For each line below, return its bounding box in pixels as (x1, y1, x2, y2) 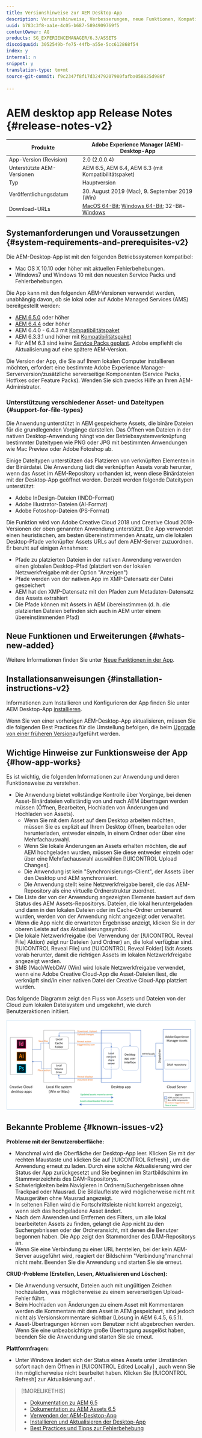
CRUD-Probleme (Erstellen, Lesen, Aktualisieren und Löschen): (6, 1270, 168, 1277)
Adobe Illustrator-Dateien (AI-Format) (14, 500, 108, 507)
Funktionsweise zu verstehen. (6, 779, 81, 787)
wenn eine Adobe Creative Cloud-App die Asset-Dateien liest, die (14, 970, 177, 978)
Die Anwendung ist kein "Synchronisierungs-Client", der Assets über (23, 868, 194, 875)
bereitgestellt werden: (6, 302, 61, 310)
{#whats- (148, 630, 185, 641)
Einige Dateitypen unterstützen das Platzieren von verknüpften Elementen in (6, 457, 195, 464)
